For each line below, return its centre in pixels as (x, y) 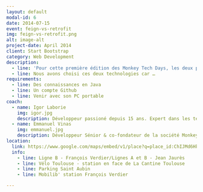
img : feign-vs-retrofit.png (42, 34)
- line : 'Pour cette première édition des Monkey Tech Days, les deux (102, 68)
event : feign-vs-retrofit (39, 29)
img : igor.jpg (35, 113)
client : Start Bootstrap (37, 51)
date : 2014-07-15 (28, 23)
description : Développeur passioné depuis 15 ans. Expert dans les (104, 118)
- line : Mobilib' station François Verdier (73, 175)
